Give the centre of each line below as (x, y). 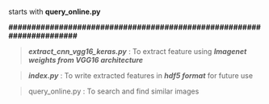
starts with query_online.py (55, 12)
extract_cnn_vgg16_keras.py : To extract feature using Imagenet (137, 51)
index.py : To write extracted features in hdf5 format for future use (140, 75)
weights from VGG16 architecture (86, 60)
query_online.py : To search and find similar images (113, 91)
